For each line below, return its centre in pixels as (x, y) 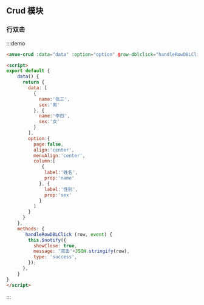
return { (33, 82)
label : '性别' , (61, 189)
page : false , (48, 144)
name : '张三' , (54, 99)
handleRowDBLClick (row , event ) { (69, 234)
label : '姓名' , (61, 173)
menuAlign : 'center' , (59, 156)
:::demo (16, 43)
